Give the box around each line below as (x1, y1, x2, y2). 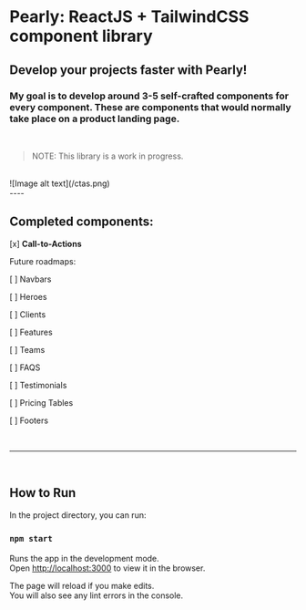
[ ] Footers (9, 415, 48, 426)
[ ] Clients (9, 308, 46, 320)
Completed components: (9, 214, 154, 230)
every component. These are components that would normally (9, 100, 291, 113)
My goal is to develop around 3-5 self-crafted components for (9, 89, 290, 102)
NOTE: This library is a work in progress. (31, 150, 184, 161)
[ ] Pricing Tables (9, 397, 74, 408)
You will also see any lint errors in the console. (9, 590, 184, 601)
